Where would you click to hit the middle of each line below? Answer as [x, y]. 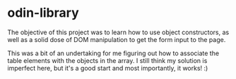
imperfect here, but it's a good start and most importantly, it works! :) [108, 68]
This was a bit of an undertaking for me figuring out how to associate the [113, 53]
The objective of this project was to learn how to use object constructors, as [118, 32]
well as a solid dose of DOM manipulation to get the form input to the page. [117, 39]
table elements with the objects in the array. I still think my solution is [107, 60]
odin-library [43, 13]
